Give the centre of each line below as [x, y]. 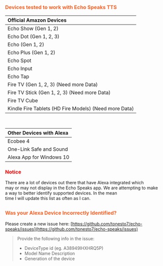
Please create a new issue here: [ [39, 224]
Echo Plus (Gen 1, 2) [31, 52]
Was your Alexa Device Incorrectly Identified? [61, 213]
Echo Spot [19, 60]
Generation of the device [50, 259]
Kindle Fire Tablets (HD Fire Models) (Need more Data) [71, 108]
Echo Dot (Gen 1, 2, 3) [34, 36]
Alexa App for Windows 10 [39, 157]
